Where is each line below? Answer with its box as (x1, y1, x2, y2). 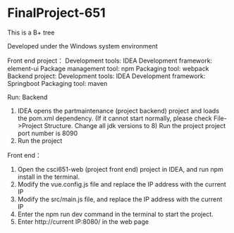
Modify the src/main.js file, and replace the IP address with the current (17, 195, 223, 203)
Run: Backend (7, 93, 48, 101)
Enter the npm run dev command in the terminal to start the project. (17, 210, 214, 218)
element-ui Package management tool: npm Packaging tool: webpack (7, 64, 209, 73)
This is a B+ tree (7, 28, 55, 37)
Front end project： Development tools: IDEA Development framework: (7, 56, 213, 65)
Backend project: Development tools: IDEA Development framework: (7, 72, 206, 80)
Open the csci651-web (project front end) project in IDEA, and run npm (17, 165, 223, 173)
